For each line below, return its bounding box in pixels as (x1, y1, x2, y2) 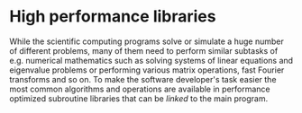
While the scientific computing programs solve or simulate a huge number (9, 36, 284, 47)
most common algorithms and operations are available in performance (9, 83, 270, 94)
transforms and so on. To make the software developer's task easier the (9, 74, 277, 84)
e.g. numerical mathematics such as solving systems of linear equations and (9, 55, 294, 65)
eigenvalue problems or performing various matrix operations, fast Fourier (9, 65, 285, 75)
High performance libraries (9, 6, 216, 27)
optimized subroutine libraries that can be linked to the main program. (9, 92, 269, 104)
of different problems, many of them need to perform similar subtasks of (9, 45, 279, 56)
